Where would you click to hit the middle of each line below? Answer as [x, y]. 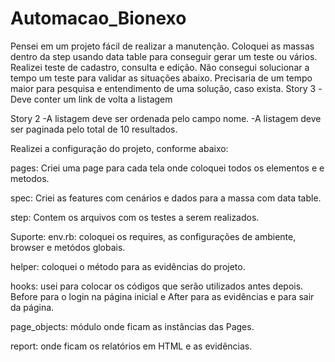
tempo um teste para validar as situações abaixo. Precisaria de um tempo [161, 78]
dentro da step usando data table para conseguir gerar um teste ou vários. [164, 56]
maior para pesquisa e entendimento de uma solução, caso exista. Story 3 [163, 88]
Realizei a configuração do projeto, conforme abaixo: [119, 148]
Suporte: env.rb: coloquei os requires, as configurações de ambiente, [153, 236]
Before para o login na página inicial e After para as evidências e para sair [162, 296]
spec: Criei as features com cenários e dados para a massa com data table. [166, 198]
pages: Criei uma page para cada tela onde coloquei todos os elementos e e [167, 168]
